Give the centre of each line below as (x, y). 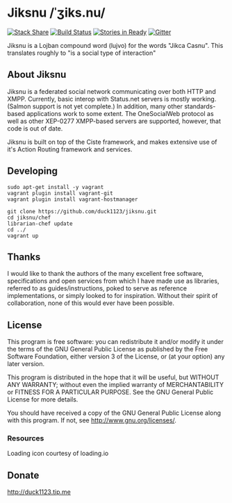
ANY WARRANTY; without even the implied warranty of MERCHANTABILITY (116, 385)
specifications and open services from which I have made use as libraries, (113, 281)
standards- (200, 106)
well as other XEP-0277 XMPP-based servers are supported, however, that (114, 121)
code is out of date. (35, 128)
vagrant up (23, 236)
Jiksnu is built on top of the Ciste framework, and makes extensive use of (112, 142)
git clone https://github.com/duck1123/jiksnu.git (82, 211)
